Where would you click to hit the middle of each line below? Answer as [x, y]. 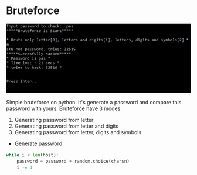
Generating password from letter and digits [67, 126]
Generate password [38, 143]
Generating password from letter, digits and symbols [78, 132]
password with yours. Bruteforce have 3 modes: [64, 108]
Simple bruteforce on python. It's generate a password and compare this [94, 103]
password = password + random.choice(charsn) [73, 162]
